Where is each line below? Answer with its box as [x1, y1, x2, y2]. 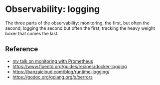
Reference [5, 45, 38, 53]
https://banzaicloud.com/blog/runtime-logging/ [12, 69, 110, 75]
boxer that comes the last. [5, 30, 59, 36]
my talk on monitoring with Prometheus [12, 58, 93, 64]
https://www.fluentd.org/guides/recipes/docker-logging [12, 63, 127, 69]
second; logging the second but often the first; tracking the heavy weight [5, 25, 156, 31]
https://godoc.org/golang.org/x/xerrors [12, 74, 93, 80]
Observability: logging [5, 3, 100, 15]
